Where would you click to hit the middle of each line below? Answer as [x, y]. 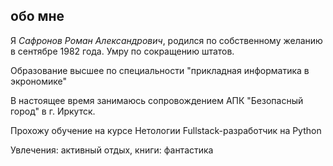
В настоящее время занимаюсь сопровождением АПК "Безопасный [157, 100]
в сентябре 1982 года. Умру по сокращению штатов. [122, 51]
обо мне [37, 16]
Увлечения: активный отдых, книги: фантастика [112, 150]
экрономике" [38, 81]
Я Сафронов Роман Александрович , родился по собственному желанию [166, 40]
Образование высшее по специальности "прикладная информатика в [160, 70]
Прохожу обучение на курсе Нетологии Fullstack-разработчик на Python [166, 130]
